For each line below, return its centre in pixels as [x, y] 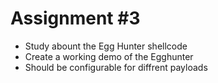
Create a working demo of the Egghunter [109, 56]
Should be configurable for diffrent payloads [116, 67]
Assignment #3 [75, 18]
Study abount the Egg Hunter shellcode [106, 46]
